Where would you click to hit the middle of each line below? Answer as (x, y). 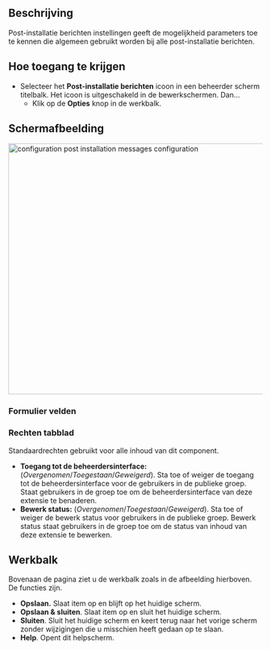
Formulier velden (42, 411)
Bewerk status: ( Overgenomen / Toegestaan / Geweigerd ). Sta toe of (131, 509)
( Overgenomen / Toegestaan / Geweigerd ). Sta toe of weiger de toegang (137, 474)
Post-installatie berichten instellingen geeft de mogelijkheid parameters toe (133, 32)
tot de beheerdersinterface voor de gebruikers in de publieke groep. (133, 483)
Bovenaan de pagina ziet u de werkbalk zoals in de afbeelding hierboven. (130, 579)
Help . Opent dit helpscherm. (67, 638)
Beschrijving (41, 13)
